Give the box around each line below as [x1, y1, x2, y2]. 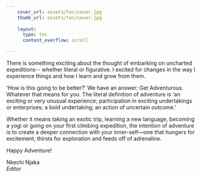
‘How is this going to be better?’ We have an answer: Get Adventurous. [6, 84, 184, 92]
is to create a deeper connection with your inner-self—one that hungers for [6, 129, 195, 135]
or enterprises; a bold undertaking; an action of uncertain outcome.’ [6, 104, 177, 110]
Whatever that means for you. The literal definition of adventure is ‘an [6, 91, 181, 98]
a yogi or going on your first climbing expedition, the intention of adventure [6, 122, 195, 129]
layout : [17, 26, 37, 32]
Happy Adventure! [6, 147, 52, 154]
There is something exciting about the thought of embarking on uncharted [6, 59, 192, 67]
